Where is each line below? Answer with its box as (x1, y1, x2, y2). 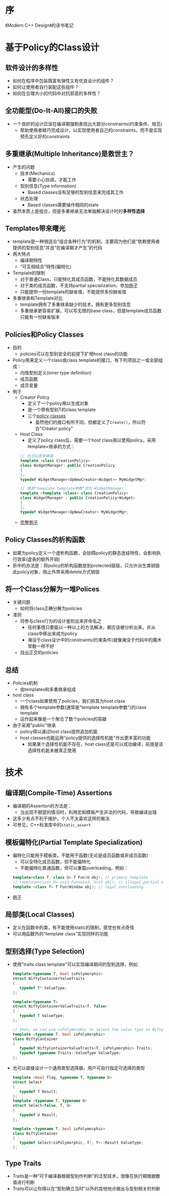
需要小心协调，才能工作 (27, 176, 76, 182)
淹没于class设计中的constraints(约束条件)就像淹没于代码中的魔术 (27, 637, 162, 643)
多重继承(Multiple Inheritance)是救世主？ (5, 150, 135, 158)
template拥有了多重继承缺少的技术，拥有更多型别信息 (20, 301, 131, 307)
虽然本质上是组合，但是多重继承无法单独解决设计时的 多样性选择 (12, 208, 145, 214)
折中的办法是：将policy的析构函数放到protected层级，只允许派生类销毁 (12, 562, 160, 569)
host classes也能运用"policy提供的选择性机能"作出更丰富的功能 (20, 735, 151, 741)
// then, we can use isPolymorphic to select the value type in (12, 1027, 150, 1032)
